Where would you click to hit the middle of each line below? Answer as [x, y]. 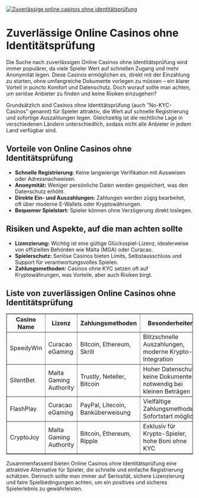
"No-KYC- [159, 105]
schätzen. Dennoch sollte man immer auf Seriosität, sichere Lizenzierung [95, 476]
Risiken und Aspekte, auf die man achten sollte [94, 229]
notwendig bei [163, 384]
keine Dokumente [167, 376]
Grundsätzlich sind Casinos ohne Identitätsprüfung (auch [76, 105]
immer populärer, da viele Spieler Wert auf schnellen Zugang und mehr [93, 68]
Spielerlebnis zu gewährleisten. [44, 489]
